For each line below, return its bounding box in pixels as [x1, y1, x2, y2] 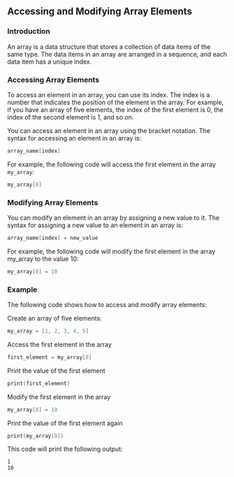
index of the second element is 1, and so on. [7, 113, 134, 121]
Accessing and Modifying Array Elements [7, 6, 192, 17]
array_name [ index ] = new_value [7, 234, 98, 242]
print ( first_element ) [7, 380, 71, 387]
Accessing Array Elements [7, 75, 100, 85]
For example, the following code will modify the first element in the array [7, 247, 216, 255]
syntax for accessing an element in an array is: [7, 134, 142, 142]
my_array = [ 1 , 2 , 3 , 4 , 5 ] [7, 328, 89, 335]
